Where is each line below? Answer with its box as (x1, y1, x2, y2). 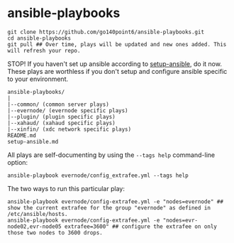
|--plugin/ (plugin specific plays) (7, 113, 116, 120)
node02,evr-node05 (7, 222, 62, 230)
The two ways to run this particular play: (7, 184, 126, 193)
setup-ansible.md (7, 138, 59, 145)
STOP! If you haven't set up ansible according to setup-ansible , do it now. (7, 59, 222, 68)
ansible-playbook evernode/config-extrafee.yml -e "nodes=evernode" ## (7, 198, 223, 205)
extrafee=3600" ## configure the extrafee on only (64, 222, 218, 230)
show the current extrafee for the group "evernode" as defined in (7, 204, 211, 211)
